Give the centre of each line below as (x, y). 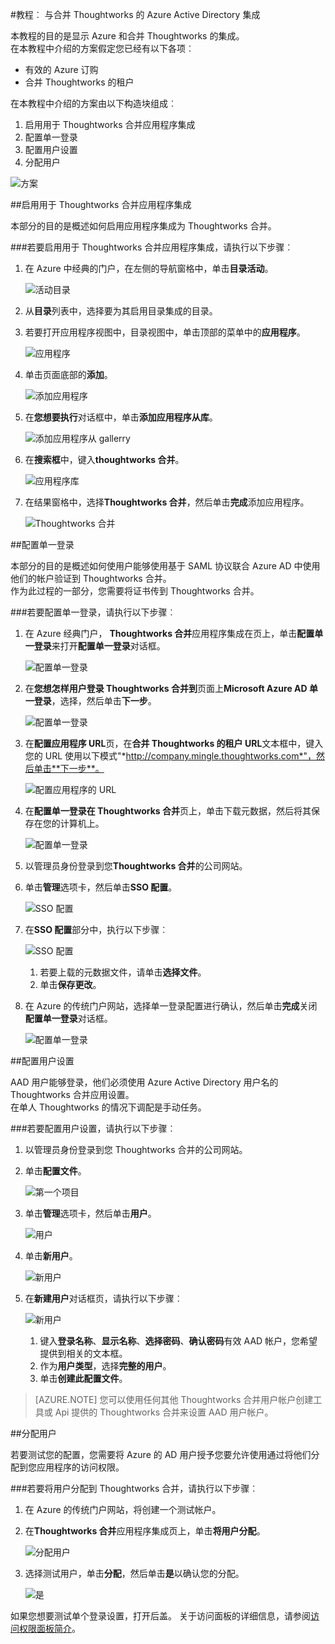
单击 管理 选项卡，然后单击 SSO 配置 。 (101, 887)
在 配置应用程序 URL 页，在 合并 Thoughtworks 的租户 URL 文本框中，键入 (174, 743)
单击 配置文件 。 (55, 1171)
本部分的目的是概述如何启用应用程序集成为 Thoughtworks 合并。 (143, 226)
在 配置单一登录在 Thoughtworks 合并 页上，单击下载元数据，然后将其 (168, 811)
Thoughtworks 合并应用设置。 (72, 1094)
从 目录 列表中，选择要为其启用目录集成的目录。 (121, 311)
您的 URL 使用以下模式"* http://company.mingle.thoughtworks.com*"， (170, 756)
